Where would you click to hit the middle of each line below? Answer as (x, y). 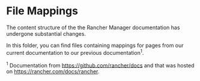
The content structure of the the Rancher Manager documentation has (93, 27)
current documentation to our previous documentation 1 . (75, 52)
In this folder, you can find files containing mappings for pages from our (95, 45)
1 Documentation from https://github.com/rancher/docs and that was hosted (100, 65)
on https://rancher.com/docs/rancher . (53, 71)
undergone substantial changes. (46, 33)
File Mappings (42, 11)
